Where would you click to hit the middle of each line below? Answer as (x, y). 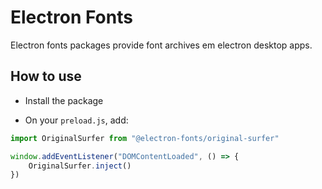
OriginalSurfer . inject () (80, 166)
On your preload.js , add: (76, 120)
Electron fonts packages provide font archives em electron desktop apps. (161, 45)
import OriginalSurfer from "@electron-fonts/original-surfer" (145, 138)
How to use (46, 76)
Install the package (64, 100)
